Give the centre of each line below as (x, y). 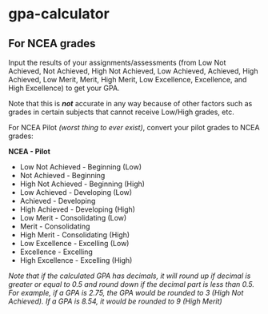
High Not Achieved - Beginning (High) (82, 184)
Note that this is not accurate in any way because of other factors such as (130, 103)
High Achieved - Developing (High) (78, 209)
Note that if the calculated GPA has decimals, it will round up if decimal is (130, 276)
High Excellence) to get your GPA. (64, 88)
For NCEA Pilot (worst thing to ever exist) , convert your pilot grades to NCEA (134, 127)
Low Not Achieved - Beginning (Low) (81, 167)
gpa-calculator (59, 14)
